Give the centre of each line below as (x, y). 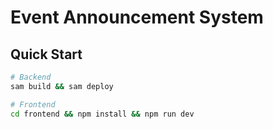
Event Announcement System (137, 17)
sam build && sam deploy (62, 86)
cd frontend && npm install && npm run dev (102, 114)
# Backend (31, 77)
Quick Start (46, 54)
